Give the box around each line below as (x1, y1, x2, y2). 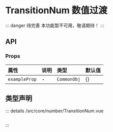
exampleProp (8, 76, 37, 82)
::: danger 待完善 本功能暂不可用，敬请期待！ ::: (5, 22, 104, 28)
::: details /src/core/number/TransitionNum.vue (5, 108, 104, 114)
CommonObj (56, 76, 80, 82)
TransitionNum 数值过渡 (5, 5, 108, 16)
